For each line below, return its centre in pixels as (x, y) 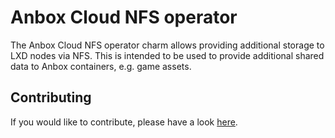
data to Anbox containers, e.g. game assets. (101, 66)
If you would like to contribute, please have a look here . (124, 122)
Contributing (51, 97)
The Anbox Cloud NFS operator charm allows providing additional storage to (167, 45)
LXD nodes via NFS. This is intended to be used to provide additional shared (167, 55)
